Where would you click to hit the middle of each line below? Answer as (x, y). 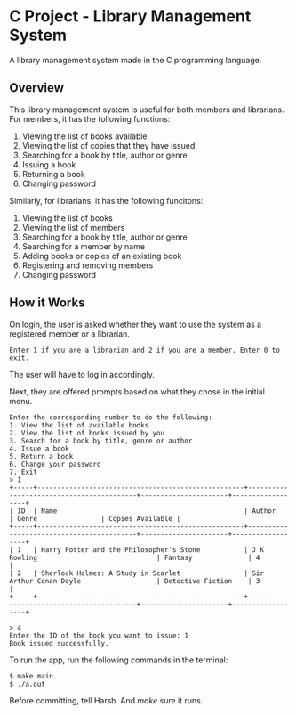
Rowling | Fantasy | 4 (135, 557)
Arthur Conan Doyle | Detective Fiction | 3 (135, 581)
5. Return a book (41, 456)
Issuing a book (49, 164)
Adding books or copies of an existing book (102, 256)
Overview (37, 88)
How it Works (47, 303)
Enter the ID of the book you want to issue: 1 (99, 635)
